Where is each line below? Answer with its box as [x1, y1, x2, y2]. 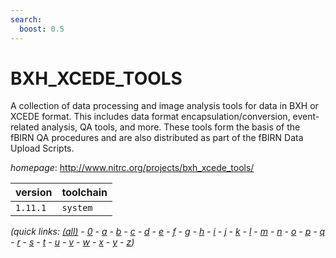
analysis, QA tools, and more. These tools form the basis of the [41, 121, 301, 133]
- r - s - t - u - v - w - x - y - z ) [10, 236, 135, 248]
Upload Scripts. [10, 142, 75, 155]
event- [292, 111, 320, 123]
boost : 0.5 [19, 24, 65, 34]
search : [10, 14, 43, 25]
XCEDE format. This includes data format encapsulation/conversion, [10, 111, 291, 123]
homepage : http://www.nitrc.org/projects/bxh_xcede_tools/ [10, 162, 255, 174]
